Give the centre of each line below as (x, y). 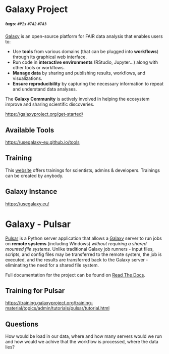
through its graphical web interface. (50, 57)
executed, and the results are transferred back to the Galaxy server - (77, 259)
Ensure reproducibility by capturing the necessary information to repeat (88, 84)
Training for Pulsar (35, 291)
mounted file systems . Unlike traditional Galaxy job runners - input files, (79, 249)
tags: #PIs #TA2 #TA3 (26, 23)
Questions (22, 324)
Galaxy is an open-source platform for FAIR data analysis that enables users (84, 36)
